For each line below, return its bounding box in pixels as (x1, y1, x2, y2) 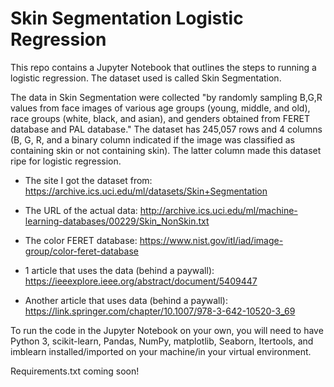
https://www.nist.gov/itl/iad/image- (139, 234, 284, 246)
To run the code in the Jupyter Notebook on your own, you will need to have (10, 324, 324, 336)
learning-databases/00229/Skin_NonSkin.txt (24, 215, 210, 227)
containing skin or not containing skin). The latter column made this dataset (10, 144, 322, 156)
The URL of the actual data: (24, 204, 138, 216)
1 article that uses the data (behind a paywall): (24, 264, 215, 276)
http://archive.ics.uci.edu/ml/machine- (139, 204, 298, 216)
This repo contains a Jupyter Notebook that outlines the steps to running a (10, 61, 317, 73)
